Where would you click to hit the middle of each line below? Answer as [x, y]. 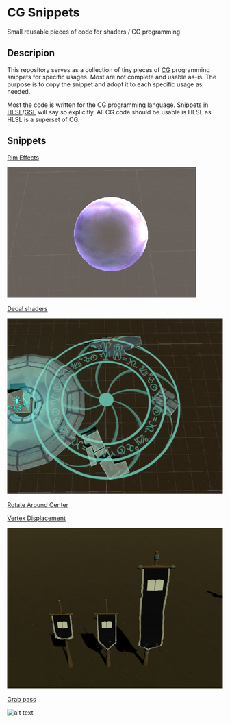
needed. [19, 91]
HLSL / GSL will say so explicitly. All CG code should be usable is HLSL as [109, 112]
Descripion [31, 53]
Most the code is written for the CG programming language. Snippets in [108, 105]
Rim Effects [23, 157]
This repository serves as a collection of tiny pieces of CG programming [108, 69]
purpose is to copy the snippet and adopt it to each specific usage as [105, 84]
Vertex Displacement [37, 518]
